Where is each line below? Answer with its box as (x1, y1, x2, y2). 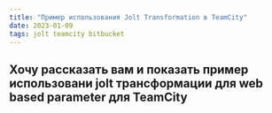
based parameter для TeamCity (9, 89, 188, 104)
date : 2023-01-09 (9, 21, 74, 30)
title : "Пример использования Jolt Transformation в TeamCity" (9, 12, 248, 22)
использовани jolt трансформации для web (9, 76, 264, 91)
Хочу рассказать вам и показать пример (9, 62, 249, 77)
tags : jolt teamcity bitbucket (9, 29, 125, 38)
